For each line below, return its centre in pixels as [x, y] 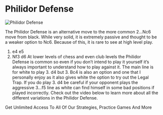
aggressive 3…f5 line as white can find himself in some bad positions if [83, 87]
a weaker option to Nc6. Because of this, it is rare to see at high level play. [79, 42]
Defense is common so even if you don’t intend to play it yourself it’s [81, 62]
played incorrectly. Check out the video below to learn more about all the [85, 93]
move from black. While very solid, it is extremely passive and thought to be [81, 37]
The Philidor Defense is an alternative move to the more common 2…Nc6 [78, 32]
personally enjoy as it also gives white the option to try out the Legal [81, 77]
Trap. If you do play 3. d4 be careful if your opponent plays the [75, 82]
